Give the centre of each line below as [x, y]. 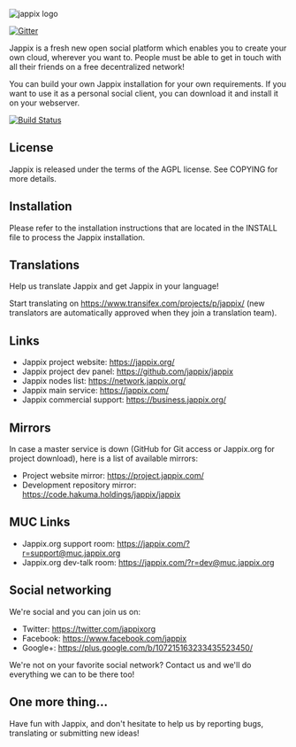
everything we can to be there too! [72, 674]
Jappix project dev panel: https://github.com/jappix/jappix [128, 371]
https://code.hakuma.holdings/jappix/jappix [101, 494]
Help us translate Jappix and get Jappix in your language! [114, 286]
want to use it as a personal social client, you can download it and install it [144, 93]
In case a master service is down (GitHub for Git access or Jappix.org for [142, 449]
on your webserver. [45, 103]
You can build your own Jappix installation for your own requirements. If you [148, 84]
